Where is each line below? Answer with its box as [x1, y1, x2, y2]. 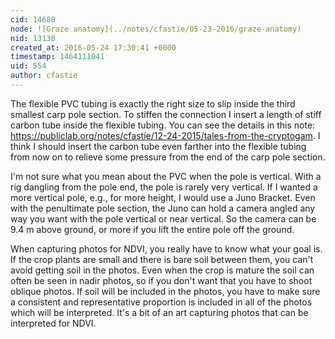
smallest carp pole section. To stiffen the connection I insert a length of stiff [10, 108, 322, 120]
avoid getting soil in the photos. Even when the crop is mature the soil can [10, 264, 315, 276]
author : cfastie [10, 71, 78, 81]
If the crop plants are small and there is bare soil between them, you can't [10, 253, 314, 265]
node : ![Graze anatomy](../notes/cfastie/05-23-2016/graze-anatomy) [10, 24, 302, 34]
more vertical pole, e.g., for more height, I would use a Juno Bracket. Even [10, 191, 316, 203]
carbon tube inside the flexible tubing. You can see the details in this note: [10, 119, 316, 131]
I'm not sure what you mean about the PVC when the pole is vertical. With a [10, 170, 322, 182]
